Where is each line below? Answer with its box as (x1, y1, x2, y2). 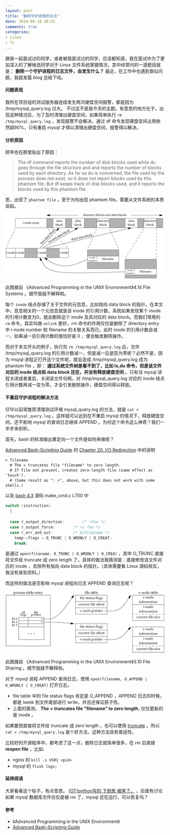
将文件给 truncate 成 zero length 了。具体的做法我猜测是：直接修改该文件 (5, 557, 158, 563)
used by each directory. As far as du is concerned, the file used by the (17, 170, 164, 176)
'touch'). (5, 473, 26, 478)
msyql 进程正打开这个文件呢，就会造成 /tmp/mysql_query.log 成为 (11, 356, 148, 363)
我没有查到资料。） (5, 570, 43, 576)
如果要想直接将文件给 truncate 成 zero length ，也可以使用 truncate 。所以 (5, 722, 160, 729)
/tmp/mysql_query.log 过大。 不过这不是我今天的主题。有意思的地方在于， (5, 105, 160, 111)
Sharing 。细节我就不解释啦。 (5, 665, 67, 671)
